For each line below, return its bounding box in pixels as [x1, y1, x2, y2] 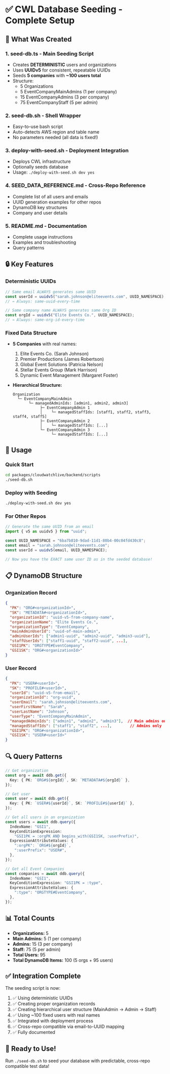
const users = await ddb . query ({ [5, 819, 76, 824]
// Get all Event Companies [5, 866, 65, 871]
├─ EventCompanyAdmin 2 [39, 419, 90, 424]
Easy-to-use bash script [12, 123, 63, 130]
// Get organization [5, 768, 49, 773]
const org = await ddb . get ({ [5, 773, 67, 778]
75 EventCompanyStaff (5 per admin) [20, 99, 98, 105]
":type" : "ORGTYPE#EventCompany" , [14, 890, 87, 895]
